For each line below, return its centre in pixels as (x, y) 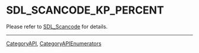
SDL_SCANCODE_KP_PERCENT (85, 10)
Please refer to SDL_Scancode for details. (57, 26)
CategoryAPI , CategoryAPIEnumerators (54, 43)
